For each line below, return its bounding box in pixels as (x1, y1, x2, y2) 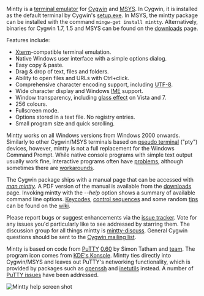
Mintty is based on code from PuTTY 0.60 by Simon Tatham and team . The (6, 245, 195, 253)
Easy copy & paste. (15, 61, 64, 68)
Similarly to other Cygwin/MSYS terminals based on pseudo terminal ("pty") (6, 138, 198, 146)
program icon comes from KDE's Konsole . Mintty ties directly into (6, 252, 172, 259)
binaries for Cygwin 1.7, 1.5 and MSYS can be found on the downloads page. (6, 24, 198, 32)
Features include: (6, 37, 50, 43)
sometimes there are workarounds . (6, 165, 95, 171)
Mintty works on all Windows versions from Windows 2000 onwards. (6, 131, 181, 139)
